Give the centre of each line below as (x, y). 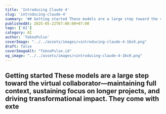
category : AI (19, 33)
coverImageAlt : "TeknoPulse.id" (38, 51)
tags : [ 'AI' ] (19, 28)
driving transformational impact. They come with (82, 98)
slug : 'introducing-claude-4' (36, 14)
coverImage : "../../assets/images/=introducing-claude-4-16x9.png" (76, 42)
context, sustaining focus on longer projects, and (83, 91)
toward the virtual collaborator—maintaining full (81, 83)
